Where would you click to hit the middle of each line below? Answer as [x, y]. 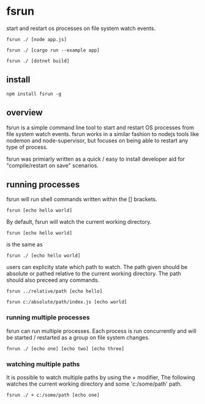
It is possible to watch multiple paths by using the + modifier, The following [101, 377]
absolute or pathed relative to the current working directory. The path [94, 273]
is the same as [24, 245]
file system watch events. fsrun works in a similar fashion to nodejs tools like [103, 134]
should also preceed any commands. [53, 280]
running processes [43, 184]
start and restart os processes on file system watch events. [81, 28]
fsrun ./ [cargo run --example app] [53, 50]
